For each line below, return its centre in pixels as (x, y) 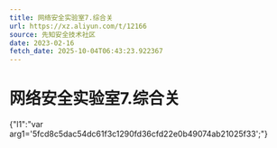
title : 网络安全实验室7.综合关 (61, 18)
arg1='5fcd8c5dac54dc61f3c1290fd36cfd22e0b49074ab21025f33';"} (138, 134)
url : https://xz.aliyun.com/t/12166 (78, 26)
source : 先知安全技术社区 (53, 34)
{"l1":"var (26, 125)
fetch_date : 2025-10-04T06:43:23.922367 (87, 51)
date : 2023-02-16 (42, 43)
